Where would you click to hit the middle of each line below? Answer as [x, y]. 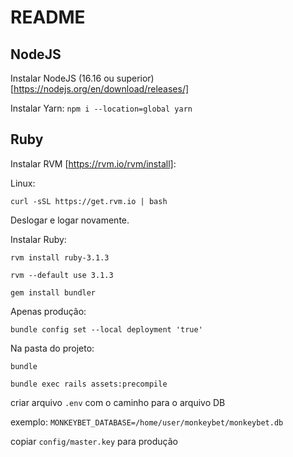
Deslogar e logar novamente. [70, 220]
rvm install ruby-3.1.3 [60, 257]
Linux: [23, 183]
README [48, 17]
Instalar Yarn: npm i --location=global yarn [101, 108]
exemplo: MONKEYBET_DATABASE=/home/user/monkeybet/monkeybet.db [147, 422]
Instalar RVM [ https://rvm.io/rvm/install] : [93, 163]
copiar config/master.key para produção [94, 441]
